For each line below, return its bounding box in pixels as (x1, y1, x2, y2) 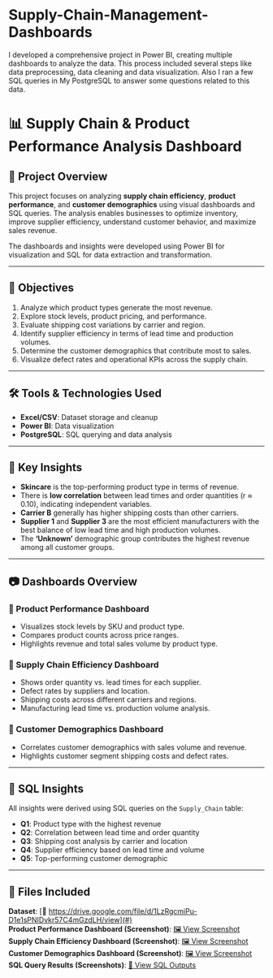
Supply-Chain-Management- (8, 6, 209, 24)
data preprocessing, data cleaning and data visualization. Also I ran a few (8, 67, 253, 76)
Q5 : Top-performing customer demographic (19, 854, 168, 863)
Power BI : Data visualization (19, 421, 115, 431)
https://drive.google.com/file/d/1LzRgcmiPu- (48, 907, 197, 916)
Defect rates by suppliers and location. (19, 686, 150, 696)
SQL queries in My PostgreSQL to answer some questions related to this (8, 76, 250, 85)
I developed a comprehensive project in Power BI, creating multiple (8, 50, 233, 59)
